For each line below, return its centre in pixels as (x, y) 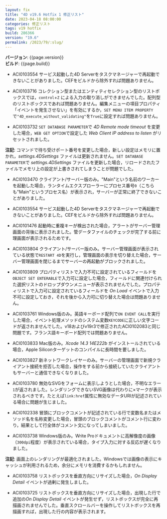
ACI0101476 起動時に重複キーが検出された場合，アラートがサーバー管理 (86, 225)
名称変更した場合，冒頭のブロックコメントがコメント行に (93, 419)
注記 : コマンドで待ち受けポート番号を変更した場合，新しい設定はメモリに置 (83, 150)
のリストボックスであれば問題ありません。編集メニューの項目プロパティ (86, 104)
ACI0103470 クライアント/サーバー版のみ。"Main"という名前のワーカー (86, 179)
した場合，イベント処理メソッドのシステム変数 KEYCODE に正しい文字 (81, 320)
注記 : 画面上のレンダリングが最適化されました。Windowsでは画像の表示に (82, 459)
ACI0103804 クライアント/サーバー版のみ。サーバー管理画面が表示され (85, 249)
